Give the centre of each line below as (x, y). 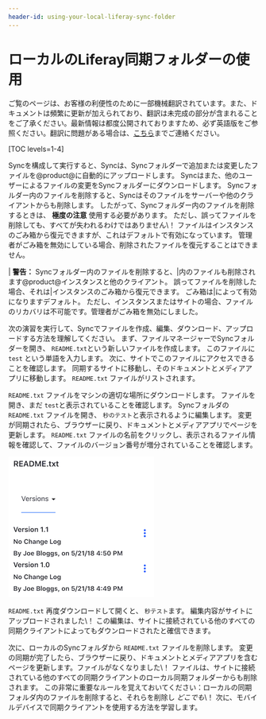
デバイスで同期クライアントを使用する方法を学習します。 (108, 707)
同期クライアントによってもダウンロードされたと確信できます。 (112, 630)
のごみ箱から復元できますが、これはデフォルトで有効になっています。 (122, 235)
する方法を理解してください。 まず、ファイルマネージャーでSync (128, 338)
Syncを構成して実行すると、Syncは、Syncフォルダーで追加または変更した (130, 165)
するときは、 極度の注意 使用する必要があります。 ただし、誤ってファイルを (132, 215)
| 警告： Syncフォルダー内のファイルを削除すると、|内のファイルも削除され (132, 271)
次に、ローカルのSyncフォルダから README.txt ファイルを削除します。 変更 (131, 647)
